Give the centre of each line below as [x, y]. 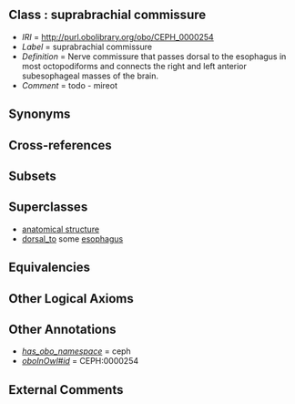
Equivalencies [49, 268]
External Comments [66, 390]
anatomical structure [61, 229]
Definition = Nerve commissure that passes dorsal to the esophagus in [154, 56]
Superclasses [48, 207]
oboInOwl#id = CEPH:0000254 [80, 361]
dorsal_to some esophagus [72, 238]
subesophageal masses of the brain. [90, 76]
